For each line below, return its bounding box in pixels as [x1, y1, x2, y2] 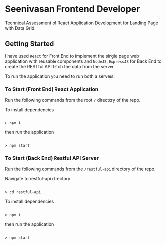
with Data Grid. [5, 25, 36, 31]
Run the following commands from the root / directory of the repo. [5, 97, 141, 103]
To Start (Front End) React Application [5, 86, 99, 93]
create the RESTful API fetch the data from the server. [5, 63, 115, 69]
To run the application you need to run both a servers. [5, 73, 115, 79]
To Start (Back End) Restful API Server [5, 154, 99, 161]
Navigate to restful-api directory [5, 176, 71, 182]
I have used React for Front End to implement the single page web [5, 53, 140, 59]
